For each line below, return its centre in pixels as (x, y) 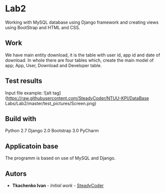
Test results (24, 81)
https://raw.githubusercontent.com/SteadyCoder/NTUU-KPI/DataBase (78, 98)
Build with (21, 119)
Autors (16, 174)
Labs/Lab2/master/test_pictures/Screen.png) (51, 103)
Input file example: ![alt (28, 93)
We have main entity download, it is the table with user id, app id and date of (83, 55)
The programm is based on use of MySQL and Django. (60, 158)
